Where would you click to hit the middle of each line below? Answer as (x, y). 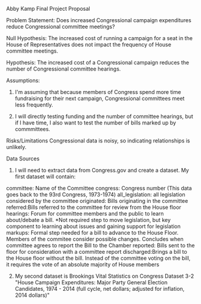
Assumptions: (23, 80)
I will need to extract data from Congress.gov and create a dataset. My (102, 170)
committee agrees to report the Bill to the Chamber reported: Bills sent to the (100, 245)
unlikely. (16, 147)
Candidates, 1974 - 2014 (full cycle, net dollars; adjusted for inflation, (100, 289)
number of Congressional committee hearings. (64, 69)
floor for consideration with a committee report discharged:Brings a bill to (97, 252)
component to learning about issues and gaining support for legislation (94, 226)
